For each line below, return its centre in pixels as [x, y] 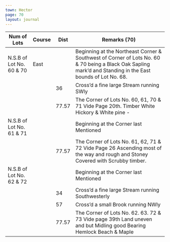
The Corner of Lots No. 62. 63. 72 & [118, 213]
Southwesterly [92, 196]
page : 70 [14, 15]
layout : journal [22, 19]
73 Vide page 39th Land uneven [114, 219]
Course [42, 40]
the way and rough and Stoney [112, 155]
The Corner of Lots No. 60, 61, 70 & [118, 100]
